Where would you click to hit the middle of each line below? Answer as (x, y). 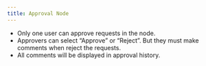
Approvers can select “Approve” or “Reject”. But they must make (108, 40)
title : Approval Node (38, 13)
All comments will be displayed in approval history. (89, 55)
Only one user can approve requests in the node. (86, 33)
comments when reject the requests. (69, 47)
